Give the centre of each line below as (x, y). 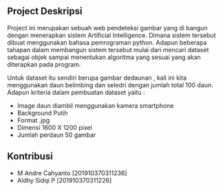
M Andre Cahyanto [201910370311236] (72, 173)
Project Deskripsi (45, 11)
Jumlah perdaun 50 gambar (56, 135)
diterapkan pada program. (44, 64)
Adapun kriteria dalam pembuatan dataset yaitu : (76, 92)
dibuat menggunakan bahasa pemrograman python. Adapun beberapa (107, 42)
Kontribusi (30, 156)
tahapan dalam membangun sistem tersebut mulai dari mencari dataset (108, 49)
